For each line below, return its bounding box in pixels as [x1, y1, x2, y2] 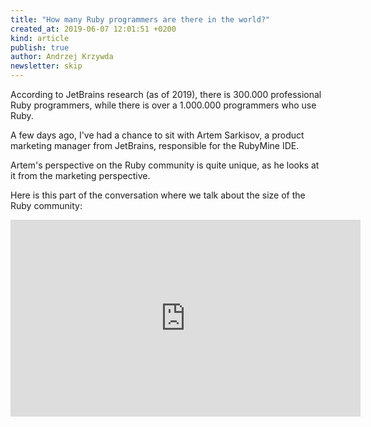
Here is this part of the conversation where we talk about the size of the [10, 189, 306, 201]
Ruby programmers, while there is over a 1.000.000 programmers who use [10, 99, 317, 111]
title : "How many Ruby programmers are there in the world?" [10, 14, 271, 25]
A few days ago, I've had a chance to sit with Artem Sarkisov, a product [10, 129, 305, 141]
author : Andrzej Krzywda [10, 52, 114, 62]
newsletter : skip [10, 61, 83, 71]
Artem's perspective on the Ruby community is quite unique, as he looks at [10, 159, 320, 171]
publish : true [10, 42, 70, 53]
